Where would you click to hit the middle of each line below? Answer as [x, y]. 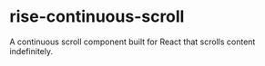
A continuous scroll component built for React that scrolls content [132, 42]
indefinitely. [31, 51]
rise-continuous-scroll [97, 17]
